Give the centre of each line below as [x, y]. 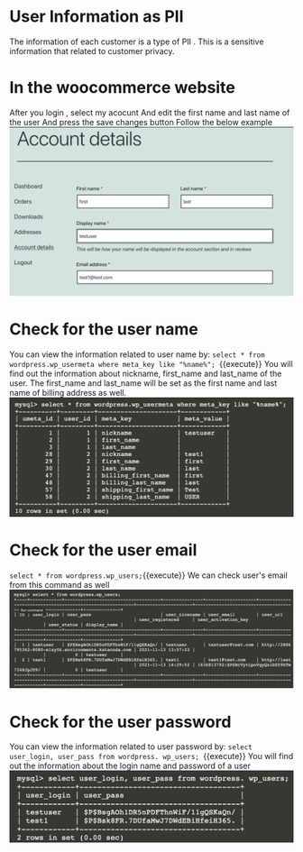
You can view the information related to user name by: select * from [137, 354]
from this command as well [60, 585]
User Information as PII [96, 17]
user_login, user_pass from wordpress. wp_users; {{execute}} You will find [151, 756]
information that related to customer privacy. [92, 50]
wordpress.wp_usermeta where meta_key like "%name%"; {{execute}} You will [151, 364]
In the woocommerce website [123, 88]
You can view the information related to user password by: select [131, 747]
